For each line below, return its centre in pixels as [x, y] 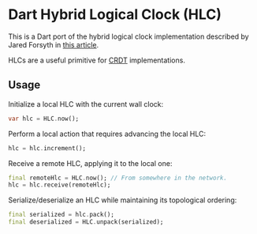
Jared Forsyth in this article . [54, 44]
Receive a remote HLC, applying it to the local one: [90, 163]
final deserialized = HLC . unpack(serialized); [86, 222]
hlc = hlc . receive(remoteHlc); [60, 185]
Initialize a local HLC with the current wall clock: [86, 104]
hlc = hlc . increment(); [47, 148]
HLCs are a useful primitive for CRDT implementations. [97, 60]
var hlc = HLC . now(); [44, 119]
